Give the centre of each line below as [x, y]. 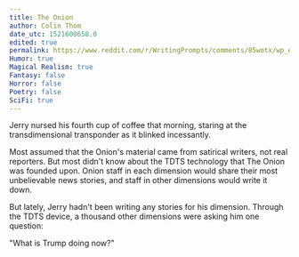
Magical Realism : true [51, 68]
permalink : [29, 51]
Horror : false [36, 84]
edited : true [33, 42]
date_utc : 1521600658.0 [53, 34]
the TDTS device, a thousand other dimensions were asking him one [134, 217]
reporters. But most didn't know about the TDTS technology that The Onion [147, 162]
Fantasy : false [37, 76]
